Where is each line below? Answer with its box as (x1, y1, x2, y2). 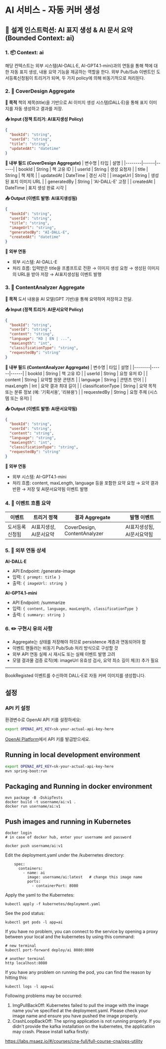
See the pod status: (5, 911, 45, 916)
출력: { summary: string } (12, 612, 65, 618)
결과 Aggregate (74, 514, 111, 521)
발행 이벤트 (129, 514, 154, 521)
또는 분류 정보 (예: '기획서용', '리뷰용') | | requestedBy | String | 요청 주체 (5, 389, 147, 395)
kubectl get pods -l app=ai (5, 920, 63, 925)
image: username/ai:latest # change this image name (27, 875, 142, 880)
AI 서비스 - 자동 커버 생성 (5, 4, 100, 16)
